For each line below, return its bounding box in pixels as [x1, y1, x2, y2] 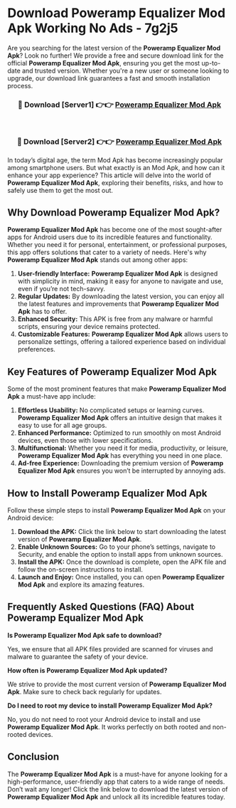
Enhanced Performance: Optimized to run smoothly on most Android [17, 429, 222, 437]
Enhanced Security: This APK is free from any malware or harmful [17, 315, 213, 323]
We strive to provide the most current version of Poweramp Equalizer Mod [7, 680, 227, 688]
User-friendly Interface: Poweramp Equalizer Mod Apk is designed [17, 269, 218, 278]
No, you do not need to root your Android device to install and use [7, 715, 201, 723]
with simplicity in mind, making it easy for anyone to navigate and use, [17, 277, 224, 285]
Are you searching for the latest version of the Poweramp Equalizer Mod [7, 43, 221, 52]
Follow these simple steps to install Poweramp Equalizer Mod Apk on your [7, 505, 226, 514]
